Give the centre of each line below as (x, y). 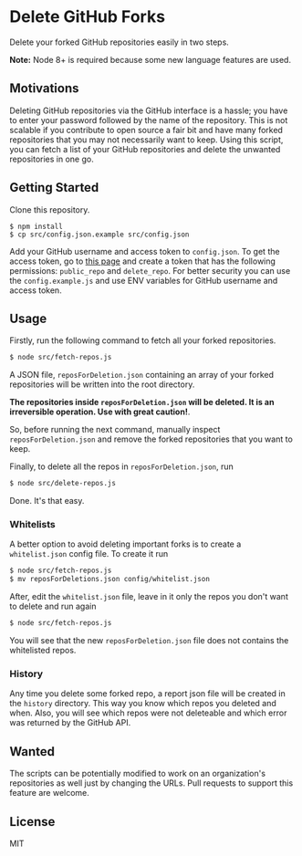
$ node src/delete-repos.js (63, 484)
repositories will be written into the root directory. (102, 384)
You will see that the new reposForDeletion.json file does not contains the (149, 641)
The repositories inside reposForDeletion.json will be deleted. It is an (142, 402)
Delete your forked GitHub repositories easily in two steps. (120, 42)
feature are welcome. (49, 793)
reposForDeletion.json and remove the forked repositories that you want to (151, 439)
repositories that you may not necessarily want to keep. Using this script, (146, 140)
